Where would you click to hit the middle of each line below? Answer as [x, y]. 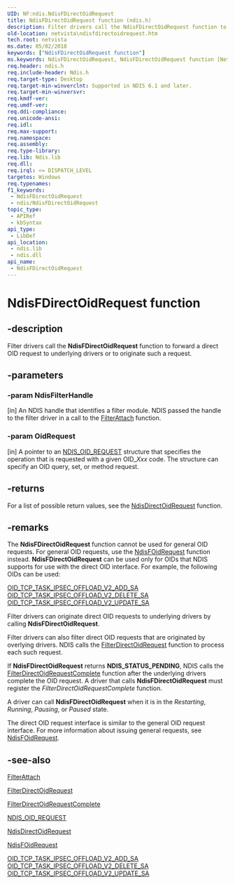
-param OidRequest [41, 436]
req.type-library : [34, 151]
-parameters [35, 375]
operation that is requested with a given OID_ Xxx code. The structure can [113, 459]
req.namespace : [29, 138]
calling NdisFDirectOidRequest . [54, 624]
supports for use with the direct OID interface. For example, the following [112, 567]
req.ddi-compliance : [37, 112]
